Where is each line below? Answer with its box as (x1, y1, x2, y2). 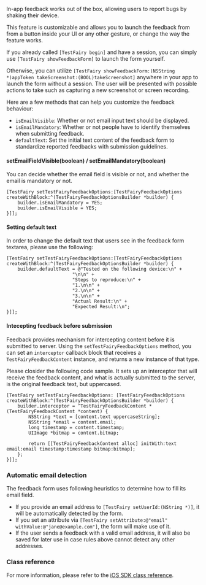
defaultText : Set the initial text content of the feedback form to (15, 136, 175, 144)
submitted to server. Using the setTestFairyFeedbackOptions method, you (6, 342, 192, 349)
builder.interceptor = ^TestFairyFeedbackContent (17, 403, 147, 409)
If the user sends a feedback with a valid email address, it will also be (15, 529, 191, 537)
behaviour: (6, 105, 34, 112)
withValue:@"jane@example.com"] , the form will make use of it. (15, 522, 171, 530)
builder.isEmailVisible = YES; (17, 205, 97, 211)
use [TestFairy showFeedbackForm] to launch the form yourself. (6, 55, 166, 62)
